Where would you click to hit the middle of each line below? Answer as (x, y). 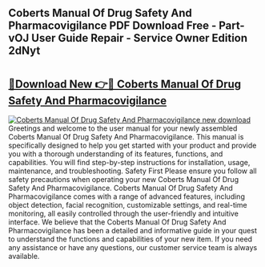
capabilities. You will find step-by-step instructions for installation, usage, (129, 162)
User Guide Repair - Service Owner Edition (140, 38)
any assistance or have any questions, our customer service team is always (133, 247)
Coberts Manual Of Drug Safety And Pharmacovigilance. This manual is (126, 137)
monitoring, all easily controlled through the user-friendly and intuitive (123, 213)
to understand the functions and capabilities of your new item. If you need (130, 239)
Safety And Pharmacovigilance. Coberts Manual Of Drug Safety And (121, 188)
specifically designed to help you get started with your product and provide (132, 145)
